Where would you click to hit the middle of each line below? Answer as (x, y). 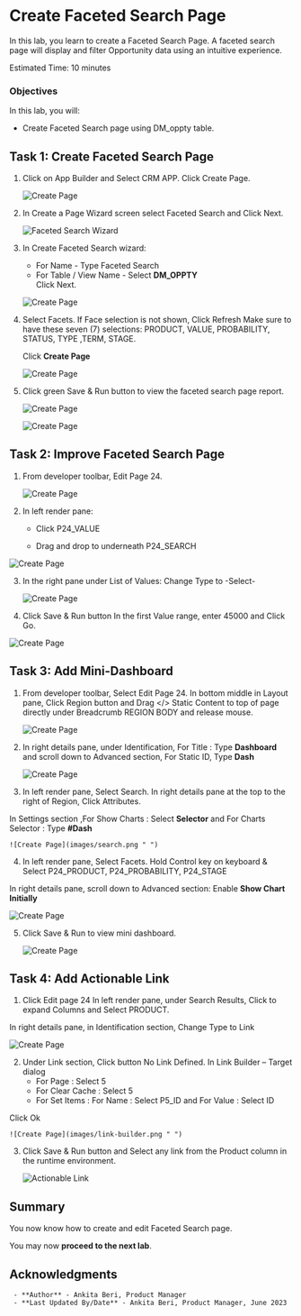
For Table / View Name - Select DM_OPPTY (116, 275)
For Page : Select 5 (71, 1082)
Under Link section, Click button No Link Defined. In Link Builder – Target (157, 1062)
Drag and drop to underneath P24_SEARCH (116, 545)
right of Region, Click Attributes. (81, 801)
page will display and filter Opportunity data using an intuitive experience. (146, 50)
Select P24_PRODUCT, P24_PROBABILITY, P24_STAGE (124, 871)
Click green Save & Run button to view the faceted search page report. (153, 391)
